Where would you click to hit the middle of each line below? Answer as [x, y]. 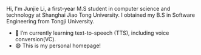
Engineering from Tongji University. [50, 21]
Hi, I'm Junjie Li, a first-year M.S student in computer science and [88, 9]
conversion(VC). [36, 39]
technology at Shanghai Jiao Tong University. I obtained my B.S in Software [101, 15]
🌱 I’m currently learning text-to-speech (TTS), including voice [92, 33]
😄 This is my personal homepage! [58, 45]
